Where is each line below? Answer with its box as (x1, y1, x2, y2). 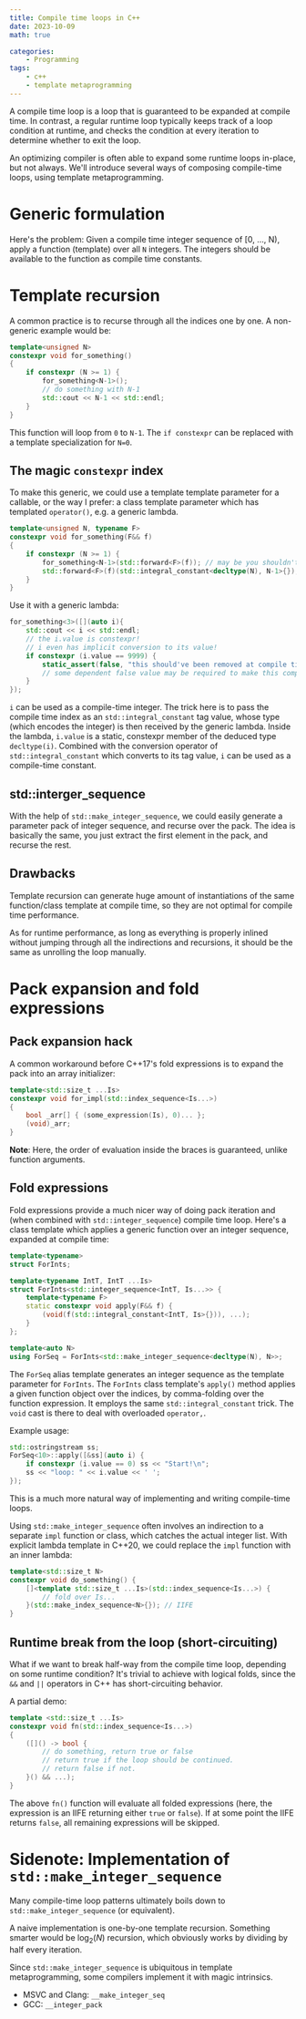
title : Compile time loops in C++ (9, 13, 141, 23)
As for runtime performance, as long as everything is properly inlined (9, 927, 269, 938)
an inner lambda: (9, 1549, 73, 1560)
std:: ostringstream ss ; (9, 1442, 100, 1452)
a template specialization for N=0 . (9, 437, 133, 448)
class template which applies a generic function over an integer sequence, (9, 1223, 290, 1235)
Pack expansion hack (9, 1034, 134, 1049)
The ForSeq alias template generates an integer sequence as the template (9, 1368, 285, 1379)
